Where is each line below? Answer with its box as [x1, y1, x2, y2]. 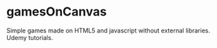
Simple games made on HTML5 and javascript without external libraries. [6, 26, 211, 34]
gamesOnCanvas [6, 4, 107, 20]
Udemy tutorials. [6, 33, 54, 41]
